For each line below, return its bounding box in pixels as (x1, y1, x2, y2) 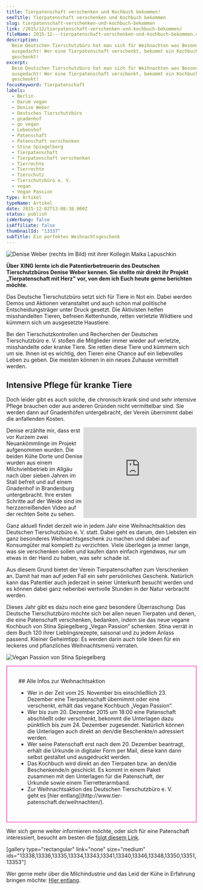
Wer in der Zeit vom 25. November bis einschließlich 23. (27, 689, 167, 697)
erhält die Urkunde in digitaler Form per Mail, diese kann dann (27, 747, 181, 755)
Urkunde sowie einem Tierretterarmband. (27, 779, 131, 787)
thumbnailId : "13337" (6, 228, 61, 234)
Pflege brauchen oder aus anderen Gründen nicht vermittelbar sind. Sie (6, 403, 184, 410)
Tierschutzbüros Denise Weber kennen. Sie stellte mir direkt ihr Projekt (6, 268, 189, 276)
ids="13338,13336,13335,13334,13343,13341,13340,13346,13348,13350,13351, (6, 852, 196, 859)
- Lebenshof (11, 127, 42, 133)
